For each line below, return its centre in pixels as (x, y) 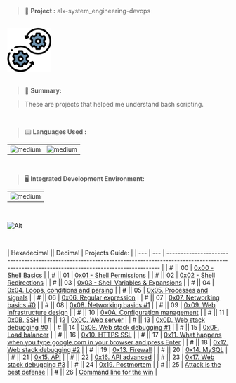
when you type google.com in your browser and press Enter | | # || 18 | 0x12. (118, 342)
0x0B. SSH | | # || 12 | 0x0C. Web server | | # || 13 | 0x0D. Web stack (106, 320)
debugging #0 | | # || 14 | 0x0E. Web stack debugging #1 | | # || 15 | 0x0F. (113, 327)
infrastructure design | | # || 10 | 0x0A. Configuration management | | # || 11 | (118, 312)
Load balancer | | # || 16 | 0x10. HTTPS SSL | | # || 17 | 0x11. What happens (115, 335)
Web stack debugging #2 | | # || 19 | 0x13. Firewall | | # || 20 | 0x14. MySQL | (118, 349)
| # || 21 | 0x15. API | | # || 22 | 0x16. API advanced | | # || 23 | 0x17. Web (111, 357)
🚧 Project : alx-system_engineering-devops (87, 11)
